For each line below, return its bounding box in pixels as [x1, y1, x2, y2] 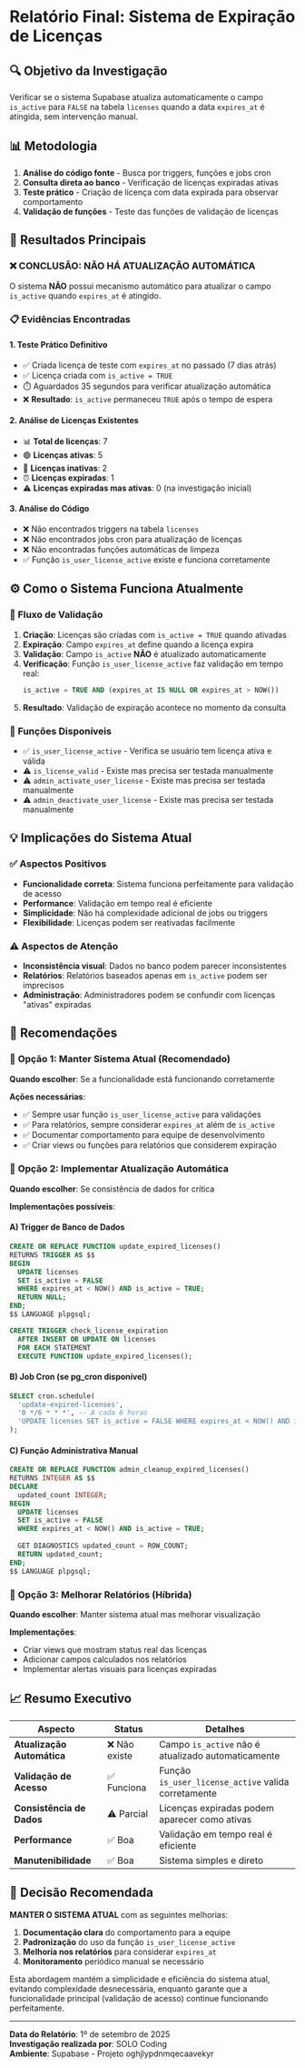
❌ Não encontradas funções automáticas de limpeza [22, 544, 220, 555]
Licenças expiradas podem [158, 1801, 274, 1814]
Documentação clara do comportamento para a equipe [22, 1927, 231, 1938]
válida [22, 755, 45, 766]
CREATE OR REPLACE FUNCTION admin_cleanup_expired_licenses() [9, 1465, 250, 1475]
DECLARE [9, 1482, 39, 1491]
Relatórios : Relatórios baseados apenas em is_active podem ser [22, 969, 268, 980]
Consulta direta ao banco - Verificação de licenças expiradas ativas [22, 177, 279, 188]
